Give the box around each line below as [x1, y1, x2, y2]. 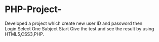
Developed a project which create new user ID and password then [5, 20, 143, 26]
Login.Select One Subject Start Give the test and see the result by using [5, 25, 154, 31]
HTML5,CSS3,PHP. [5, 31, 44, 37]
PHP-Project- [5, 4, 62, 15]
